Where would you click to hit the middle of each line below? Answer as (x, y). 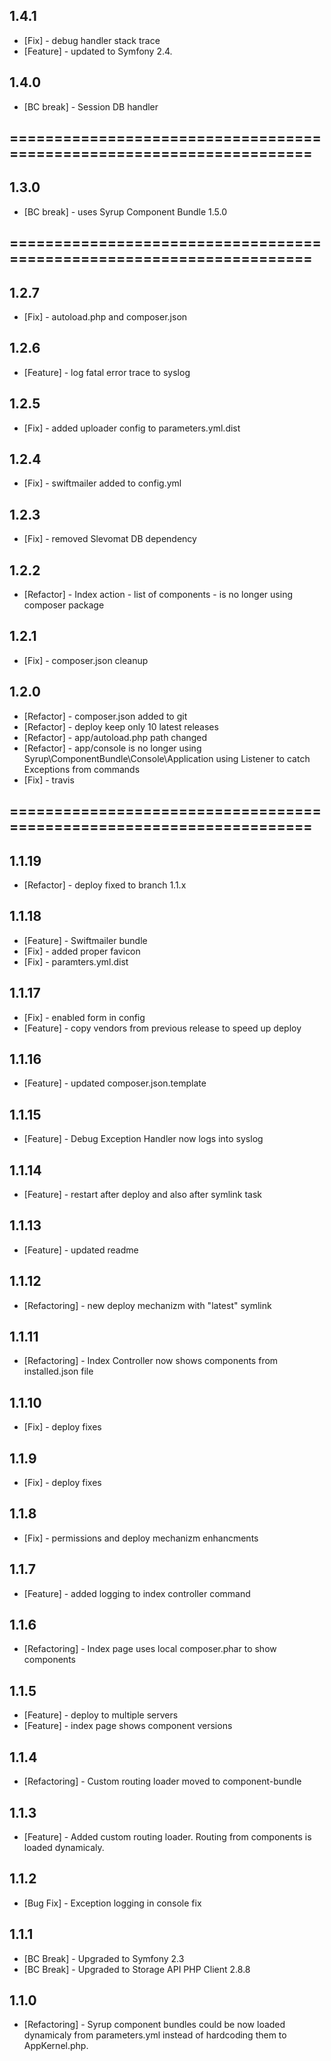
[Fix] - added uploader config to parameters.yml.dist (132, 428)
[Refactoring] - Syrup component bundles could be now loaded (154, 2025)
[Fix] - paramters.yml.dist (76, 961)
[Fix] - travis (49, 780)
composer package (64, 605)
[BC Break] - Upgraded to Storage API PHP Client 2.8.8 (137, 1969)
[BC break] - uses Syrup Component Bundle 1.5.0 (125, 211)
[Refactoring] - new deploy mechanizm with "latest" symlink (147, 1305)
